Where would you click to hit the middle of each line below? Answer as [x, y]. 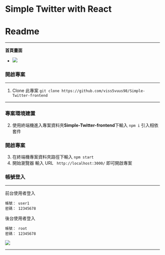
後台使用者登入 [20, 218]
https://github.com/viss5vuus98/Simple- [103, 91]
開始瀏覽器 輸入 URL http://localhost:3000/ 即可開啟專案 [72, 163]
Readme [22, 32]
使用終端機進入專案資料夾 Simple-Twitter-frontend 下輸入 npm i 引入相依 [85, 125]
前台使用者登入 [20, 193]
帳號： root [16, 229]
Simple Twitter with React [58, 9]
